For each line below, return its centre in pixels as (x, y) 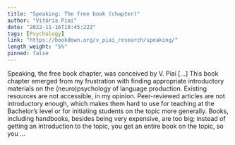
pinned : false (28, 54)
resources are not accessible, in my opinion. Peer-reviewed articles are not (116, 95)
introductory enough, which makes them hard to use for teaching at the (111, 103)
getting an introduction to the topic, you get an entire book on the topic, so (115, 126)
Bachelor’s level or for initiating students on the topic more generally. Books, (118, 111)
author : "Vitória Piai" (42, 21)
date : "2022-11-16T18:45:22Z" (52, 27)
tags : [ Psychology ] (36, 34)
